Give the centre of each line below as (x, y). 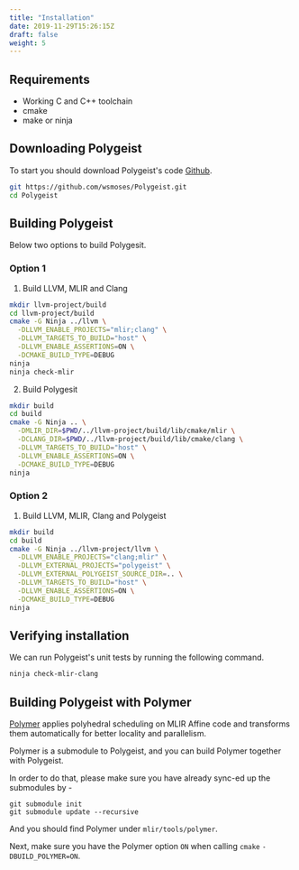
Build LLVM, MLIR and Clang (75, 288)
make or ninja (48, 120)
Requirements (50, 79)
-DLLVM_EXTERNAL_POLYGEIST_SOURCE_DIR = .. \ (100, 574)
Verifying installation (69, 636)
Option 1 (28, 269)
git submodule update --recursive (74, 812)
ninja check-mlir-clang (54, 674)
